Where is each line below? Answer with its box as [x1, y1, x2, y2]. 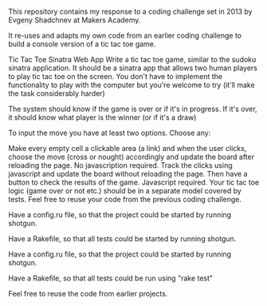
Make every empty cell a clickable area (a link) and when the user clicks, [8, 144, 247, 153]
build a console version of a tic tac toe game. [8, 39, 156, 49]
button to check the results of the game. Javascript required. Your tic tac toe [8, 177, 260, 187]
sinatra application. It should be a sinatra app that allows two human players [8, 63, 257, 73]
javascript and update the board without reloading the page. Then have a [8, 169, 248, 178]
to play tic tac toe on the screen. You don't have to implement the [8, 72, 223, 81]
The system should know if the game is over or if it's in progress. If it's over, [8, 104, 257, 113]
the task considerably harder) [8, 89, 105, 98]
